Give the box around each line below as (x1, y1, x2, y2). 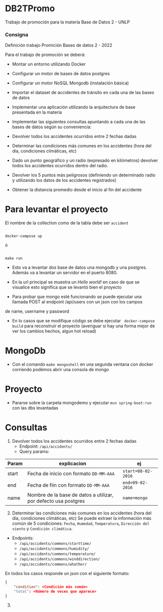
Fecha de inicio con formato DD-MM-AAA (27, 470, 115, 477)
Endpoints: (12, 535, 34, 541)
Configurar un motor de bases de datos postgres (12, 71, 110, 77)
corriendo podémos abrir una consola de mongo (12, 367, 109, 373)
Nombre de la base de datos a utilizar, (27, 491, 114, 498)
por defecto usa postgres (27, 497, 85, 504)
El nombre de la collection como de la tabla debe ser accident (5, 220, 129, 226)
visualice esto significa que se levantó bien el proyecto (12, 284, 122, 290)
